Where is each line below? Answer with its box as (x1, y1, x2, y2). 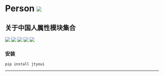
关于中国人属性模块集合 (5, 23, 76, 32)
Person (5, 3, 35, 14)
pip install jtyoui (5, 62, 45, 67)
